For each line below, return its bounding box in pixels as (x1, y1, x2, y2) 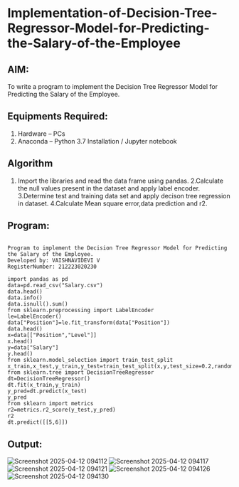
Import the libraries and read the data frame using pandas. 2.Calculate (17, 176, 224, 185)
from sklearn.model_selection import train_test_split (7, 357, 174, 364)
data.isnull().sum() (7, 301, 69, 308)
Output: (7, 438, 43, 450)
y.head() (7, 350, 33, 358)
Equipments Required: (7, 110, 108, 122)
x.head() (7, 338, 33, 346)
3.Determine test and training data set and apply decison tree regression (17, 191, 230, 200)
